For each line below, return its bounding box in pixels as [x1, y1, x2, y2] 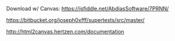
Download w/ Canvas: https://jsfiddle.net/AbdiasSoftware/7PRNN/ [6, 5, 169, 12]
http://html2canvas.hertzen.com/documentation [6, 28, 124, 35]
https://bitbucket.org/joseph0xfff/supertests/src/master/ [6, 17, 145, 23]
